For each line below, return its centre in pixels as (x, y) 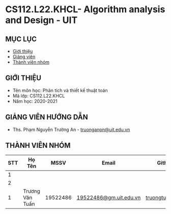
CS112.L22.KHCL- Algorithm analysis (85, 9)
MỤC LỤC (21, 39)
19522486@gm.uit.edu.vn (109, 198)
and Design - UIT (41, 20)
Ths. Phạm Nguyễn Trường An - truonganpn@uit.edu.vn (71, 129)
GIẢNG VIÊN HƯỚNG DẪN (47, 117)
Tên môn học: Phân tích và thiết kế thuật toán (60, 90)
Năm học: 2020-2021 (35, 101)
